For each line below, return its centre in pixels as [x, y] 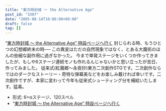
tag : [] [13, 28]
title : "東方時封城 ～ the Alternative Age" [50, 10]
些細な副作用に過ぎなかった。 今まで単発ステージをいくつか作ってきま [86, 56]
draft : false [19, 24]
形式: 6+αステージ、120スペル [43, 97]
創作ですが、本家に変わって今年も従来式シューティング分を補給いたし [81, 81]
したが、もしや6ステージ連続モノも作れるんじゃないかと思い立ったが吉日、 [83, 62]
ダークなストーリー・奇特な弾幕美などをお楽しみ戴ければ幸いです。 [88, 74]
